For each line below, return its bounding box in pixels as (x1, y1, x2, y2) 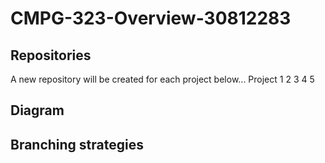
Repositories (10, 47, 92, 64)
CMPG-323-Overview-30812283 (10, 7, 292, 30)
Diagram (10, 102, 65, 119)
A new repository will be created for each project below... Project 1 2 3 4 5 (10, 73, 315, 85)
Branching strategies (10, 136, 144, 153)
